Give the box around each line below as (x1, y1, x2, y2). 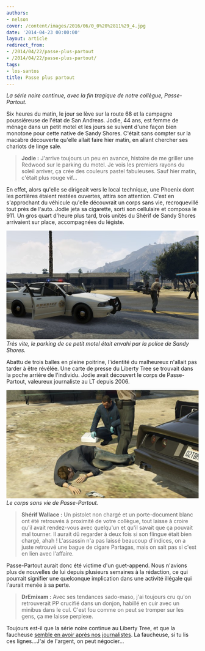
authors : (6, 10, 29, 16)
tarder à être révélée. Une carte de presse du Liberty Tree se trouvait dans (6, 365, 193, 372)
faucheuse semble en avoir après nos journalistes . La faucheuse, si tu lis (6, 631, 189, 639)
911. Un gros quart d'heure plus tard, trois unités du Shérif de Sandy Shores (6, 212, 196, 220)
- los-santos (6, 68, 40, 74)
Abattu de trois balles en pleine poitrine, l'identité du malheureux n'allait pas (6, 358, 197, 365)
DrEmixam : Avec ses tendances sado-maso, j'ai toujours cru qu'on (21, 593, 192, 601)
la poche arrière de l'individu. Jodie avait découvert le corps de (6, 371, 166, 379)
